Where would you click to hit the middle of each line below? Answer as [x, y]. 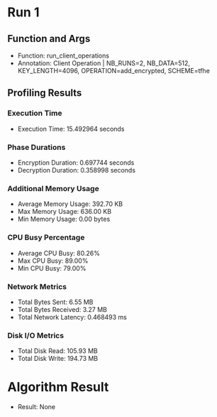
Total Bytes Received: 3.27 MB [62, 309]
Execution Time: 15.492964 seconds [71, 129]
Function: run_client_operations [63, 55]
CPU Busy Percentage [46, 237]
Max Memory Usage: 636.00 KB [65, 212]
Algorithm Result [58, 387]
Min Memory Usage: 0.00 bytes [64, 219]
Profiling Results [45, 93]
